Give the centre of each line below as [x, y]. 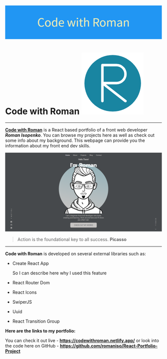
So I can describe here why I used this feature [59, 273]
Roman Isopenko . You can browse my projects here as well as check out [80, 135]
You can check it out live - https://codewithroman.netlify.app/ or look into [82, 340]
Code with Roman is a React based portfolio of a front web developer [76, 129]
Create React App [31, 263]
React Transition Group [36, 321]
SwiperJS [22, 302]
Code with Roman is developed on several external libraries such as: [76, 253]
